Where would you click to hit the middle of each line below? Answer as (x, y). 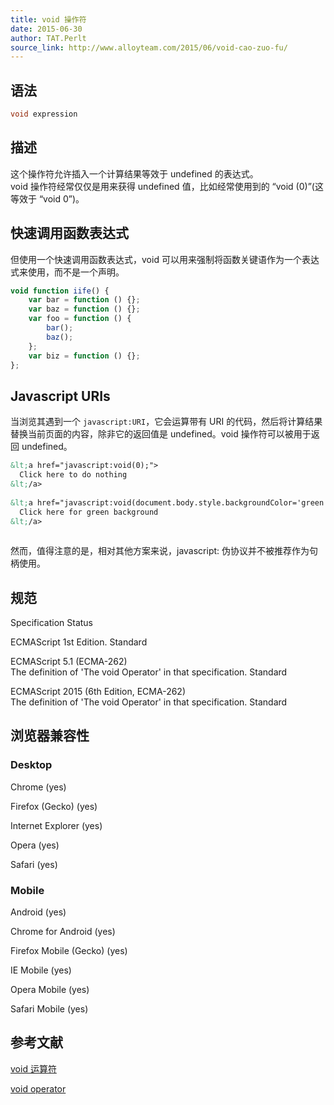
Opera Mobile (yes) (50, 990)
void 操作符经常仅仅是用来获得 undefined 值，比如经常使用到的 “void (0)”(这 (167, 186)
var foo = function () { (80, 319)
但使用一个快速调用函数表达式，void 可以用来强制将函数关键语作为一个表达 (165, 259)
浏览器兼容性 (50, 736)
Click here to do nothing (73, 475)
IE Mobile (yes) (41, 970)
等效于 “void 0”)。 (47, 198)
